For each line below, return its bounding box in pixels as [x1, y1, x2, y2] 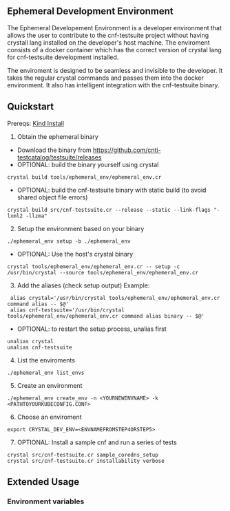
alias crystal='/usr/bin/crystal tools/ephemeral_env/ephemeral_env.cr [10, 294, 220, 301]
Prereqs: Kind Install [7, 119, 64, 127]
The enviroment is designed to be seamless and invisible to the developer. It [7, 66, 223, 74]
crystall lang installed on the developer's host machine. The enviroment [7, 38, 210, 47]
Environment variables [7, 497, 85, 506]
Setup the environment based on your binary [17, 224, 145, 232]
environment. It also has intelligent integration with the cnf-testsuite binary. [7, 80, 220, 89]
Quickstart [7, 101, 54, 113]
